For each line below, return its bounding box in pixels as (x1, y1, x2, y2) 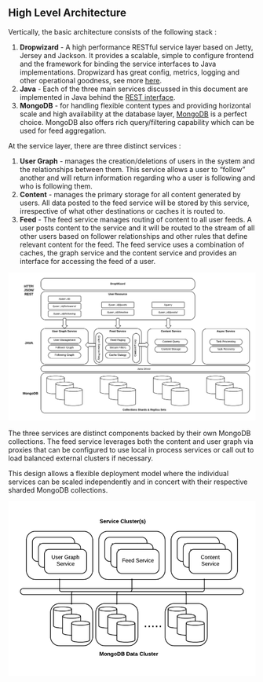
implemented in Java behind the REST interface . (19, 92, 176, 101)
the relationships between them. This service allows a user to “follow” (19, 164, 246, 174)
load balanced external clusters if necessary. (8, 453, 154, 463)
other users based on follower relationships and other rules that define (19, 231, 248, 240)
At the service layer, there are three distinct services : (8, 141, 181, 150)
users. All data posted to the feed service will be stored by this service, (19, 198, 250, 207)
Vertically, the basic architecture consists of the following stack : (8, 27, 217, 36)
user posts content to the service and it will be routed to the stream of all (19, 223, 255, 233)
